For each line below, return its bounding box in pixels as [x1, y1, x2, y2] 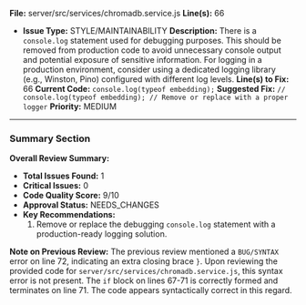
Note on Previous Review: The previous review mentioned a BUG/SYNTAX [9, 246, 280, 258]
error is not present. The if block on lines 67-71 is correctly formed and [9, 275, 279, 286]
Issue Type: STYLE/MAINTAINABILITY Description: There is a [22, 25, 257, 36]
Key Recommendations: [22, 209, 116, 220]
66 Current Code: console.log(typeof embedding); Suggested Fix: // [22, 84, 286, 94]
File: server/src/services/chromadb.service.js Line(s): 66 [9, 8, 225, 18]
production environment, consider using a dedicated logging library [22, 64, 276, 75]
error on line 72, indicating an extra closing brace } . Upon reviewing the [9, 256, 279, 267]
